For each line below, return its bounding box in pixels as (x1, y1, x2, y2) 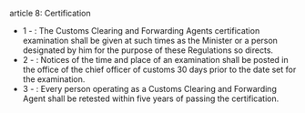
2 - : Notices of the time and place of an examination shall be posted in (22, 55, 289, 65)
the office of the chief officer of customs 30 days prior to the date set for (22, 64, 297, 75)
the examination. (22, 74, 86, 85)
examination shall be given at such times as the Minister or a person (22, 36, 278, 46)
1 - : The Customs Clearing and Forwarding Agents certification (22, 26, 260, 36)
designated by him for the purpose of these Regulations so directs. (22, 45, 274, 56)
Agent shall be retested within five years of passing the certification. (22, 93, 280, 104)
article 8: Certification (9, 8, 91, 18)
